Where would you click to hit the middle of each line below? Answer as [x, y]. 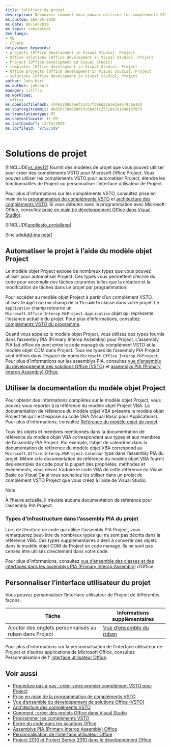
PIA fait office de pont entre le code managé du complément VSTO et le [80, 345]
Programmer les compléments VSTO [51, 718]
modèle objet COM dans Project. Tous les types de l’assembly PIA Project [82, 350]
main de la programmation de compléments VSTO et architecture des [78, 199]
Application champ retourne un [39, 308]
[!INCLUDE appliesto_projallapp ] [38, 225]
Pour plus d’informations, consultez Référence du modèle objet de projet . [82, 422]
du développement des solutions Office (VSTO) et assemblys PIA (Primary [83, 366]
